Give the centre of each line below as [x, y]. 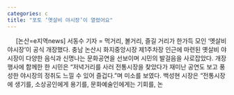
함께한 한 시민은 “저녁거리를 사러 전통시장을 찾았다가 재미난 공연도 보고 [122, 67]
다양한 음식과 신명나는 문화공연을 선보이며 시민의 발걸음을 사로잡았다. [119, 58]
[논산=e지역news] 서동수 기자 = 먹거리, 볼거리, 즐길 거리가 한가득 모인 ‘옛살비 [121, 41]
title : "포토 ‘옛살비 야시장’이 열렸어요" [60, 20]
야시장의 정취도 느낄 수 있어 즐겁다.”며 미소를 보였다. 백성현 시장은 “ [111, 75]
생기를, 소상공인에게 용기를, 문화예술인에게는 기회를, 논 [89, 84]
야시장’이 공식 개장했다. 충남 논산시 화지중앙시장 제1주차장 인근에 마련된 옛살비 [113, 49]
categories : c [28, 14]
